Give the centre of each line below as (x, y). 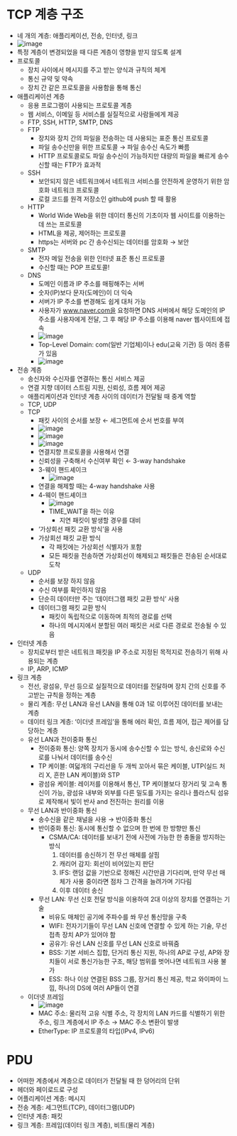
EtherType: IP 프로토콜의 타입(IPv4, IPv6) (97, 1031)
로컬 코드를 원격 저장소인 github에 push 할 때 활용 (108, 199)
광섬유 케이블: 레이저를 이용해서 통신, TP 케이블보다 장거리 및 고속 (129, 783)
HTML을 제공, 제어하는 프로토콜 (82, 233)
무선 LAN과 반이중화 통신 (62, 810)
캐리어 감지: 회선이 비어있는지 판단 (106, 863)
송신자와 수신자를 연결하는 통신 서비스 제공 (87, 378)
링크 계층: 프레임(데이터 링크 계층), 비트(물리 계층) (86, 1125)
